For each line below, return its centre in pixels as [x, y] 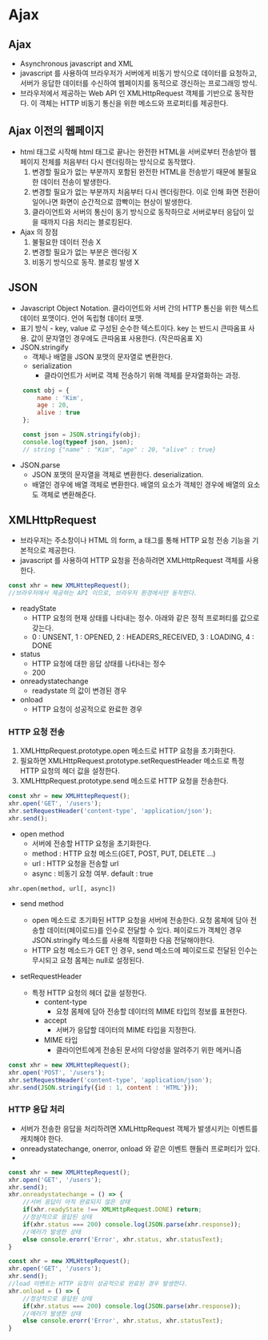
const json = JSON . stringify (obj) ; [82, 435]
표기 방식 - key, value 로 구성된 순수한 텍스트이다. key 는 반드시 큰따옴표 [133, 328]
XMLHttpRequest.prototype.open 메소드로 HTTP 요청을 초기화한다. [128, 751]
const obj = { [46, 391]
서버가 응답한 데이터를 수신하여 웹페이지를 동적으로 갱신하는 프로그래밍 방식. [138, 83]
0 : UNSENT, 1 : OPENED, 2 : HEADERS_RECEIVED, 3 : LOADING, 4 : [143, 637]
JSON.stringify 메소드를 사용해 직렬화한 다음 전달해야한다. [123, 940]
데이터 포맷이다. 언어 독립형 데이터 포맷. [82, 318]
